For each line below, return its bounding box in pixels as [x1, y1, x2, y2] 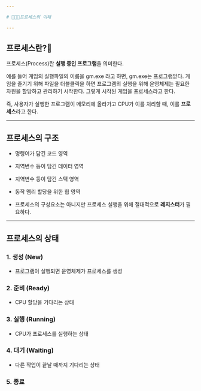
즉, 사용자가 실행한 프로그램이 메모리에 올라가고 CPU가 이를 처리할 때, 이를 [6, 100, 180, 108]
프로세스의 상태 [6, 233, 59, 243]
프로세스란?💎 [6, 43, 53, 53]
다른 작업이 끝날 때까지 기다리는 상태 [14, 361, 100, 368]
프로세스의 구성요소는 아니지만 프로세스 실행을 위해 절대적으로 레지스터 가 [14, 201, 185, 208]
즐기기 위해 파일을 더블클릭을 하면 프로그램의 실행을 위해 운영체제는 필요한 [17, 80, 190, 88]
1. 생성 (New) [6, 252, 44, 261]
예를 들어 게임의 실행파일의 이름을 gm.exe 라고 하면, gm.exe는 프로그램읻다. [6, 73, 184, 80]
